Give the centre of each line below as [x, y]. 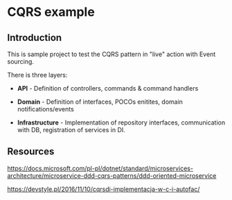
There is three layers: [37, 75]
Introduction [35, 38]
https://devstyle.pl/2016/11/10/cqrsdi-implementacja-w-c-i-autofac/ [104, 189]
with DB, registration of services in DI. [71, 130]
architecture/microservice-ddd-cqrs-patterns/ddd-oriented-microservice [112, 175]
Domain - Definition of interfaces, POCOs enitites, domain [100, 102]
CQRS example [51, 12]
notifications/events [45, 109]
